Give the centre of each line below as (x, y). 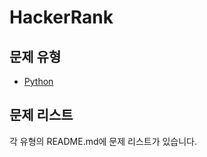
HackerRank (61, 17)
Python (38, 81)
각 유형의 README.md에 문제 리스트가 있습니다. (103, 141)
